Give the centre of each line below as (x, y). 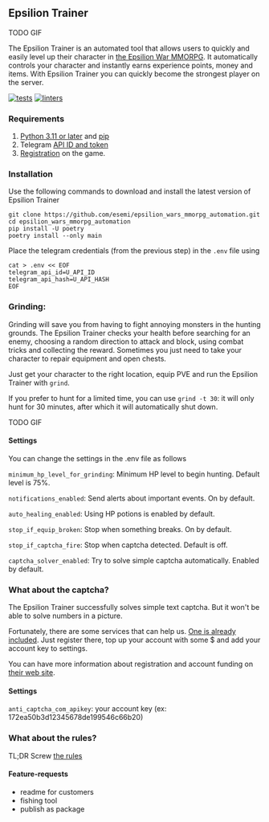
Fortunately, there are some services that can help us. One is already (122, 632)
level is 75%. (29, 482)
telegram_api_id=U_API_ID (51, 272)
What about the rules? (53, 738)
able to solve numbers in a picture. (65, 616)
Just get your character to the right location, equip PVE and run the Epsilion (133, 374)
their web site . (32, 673)
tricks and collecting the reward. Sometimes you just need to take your (125, 350)
